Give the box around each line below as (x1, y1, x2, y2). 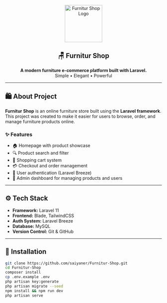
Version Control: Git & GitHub (12, 228, 74, 234)
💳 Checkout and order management (12, 162, 88, 168)
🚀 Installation (5, 247, 47, 256)
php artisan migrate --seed (5, 284, 64, 289)
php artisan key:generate (5, 279, 59, 284)
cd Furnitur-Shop (5, 265, 41, 270)
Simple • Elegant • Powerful (54, 73, 113, 78)
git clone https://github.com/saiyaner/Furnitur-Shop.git (5, 261, 128, 266)
